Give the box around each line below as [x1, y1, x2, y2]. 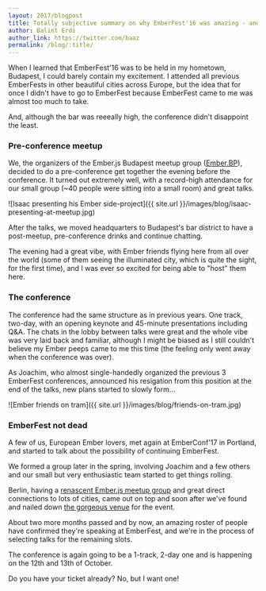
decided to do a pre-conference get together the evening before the [8, 167, 231, 176]
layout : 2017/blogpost [8, 11, 83, 20]
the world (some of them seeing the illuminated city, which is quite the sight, [8, 255, 257, 265]
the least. [8, 121, 39, 130]
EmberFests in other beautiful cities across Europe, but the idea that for [8, 80, 241, 90]
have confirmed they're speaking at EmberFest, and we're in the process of [8, 526, 255, 536]
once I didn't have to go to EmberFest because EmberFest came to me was [8, 88, 253, 98]
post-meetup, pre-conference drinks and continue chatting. [8, 231, 203, 241]
